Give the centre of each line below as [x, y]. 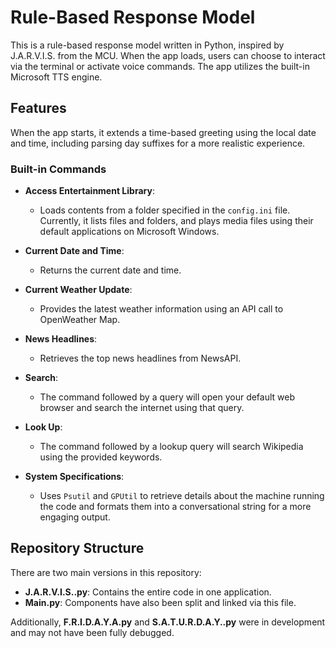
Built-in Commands [58, 169]
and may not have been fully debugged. [92, 632]
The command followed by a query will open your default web [167, 397]
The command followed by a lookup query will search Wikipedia [171, 447]
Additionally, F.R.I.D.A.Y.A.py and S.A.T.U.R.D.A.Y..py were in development [168, 622]
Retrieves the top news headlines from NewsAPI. [140, 358]
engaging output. [75, 517]
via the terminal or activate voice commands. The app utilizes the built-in [160, 66]
